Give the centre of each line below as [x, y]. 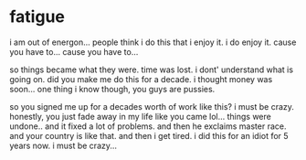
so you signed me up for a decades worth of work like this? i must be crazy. [152, 106]
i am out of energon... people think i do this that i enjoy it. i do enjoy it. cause [153, 42]
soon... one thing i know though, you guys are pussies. [112, 89]
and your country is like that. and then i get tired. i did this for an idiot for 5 [149, 135]
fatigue [37, 17]
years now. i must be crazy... [63, 145]
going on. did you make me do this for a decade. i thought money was [141, 79]
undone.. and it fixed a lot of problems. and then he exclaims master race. [148, 126]
